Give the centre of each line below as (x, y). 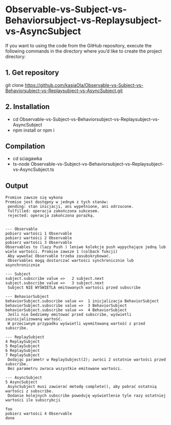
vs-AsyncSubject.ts (34, 170)
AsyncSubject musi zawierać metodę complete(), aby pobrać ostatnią (82, 387)
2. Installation (28, 107)
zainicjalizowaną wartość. (34, 319)
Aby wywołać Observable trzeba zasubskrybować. (59, 256)
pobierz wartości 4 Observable (39, 414)
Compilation (25, 146)
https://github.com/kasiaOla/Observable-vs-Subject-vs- (84, 85)
